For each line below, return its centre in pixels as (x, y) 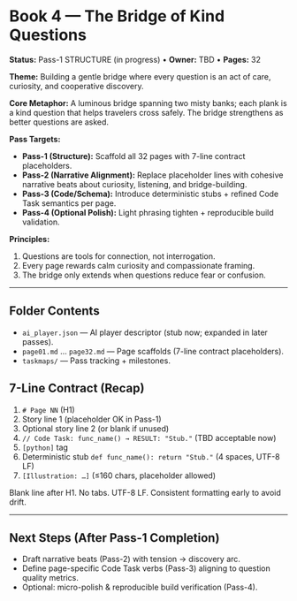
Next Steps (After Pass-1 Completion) (114, 538)
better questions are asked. (59, 122)
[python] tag (45, 447)
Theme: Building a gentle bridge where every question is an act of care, (140, 76)
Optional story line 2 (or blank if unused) (95, 428)
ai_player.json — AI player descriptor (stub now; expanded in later (145, 332)
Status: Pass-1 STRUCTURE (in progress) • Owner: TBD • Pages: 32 (135, 59)
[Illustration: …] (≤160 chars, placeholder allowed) (119, 475)
